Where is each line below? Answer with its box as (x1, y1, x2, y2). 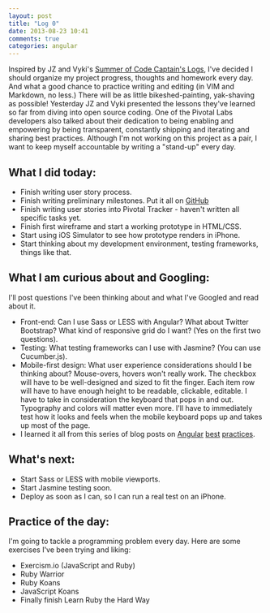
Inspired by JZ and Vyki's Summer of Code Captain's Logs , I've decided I (8, 64, 254, 74)
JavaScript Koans (19, 586, 79, 597)
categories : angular (8, 42, 79, 50)
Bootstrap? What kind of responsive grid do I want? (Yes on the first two (19, 326, 261, 335)
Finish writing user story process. (19, 187, 132, 196)
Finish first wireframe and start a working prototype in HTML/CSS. (19, 221, 242, 231)
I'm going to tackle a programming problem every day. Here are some (8, 537, 241, 546)
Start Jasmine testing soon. (19, 482, 112, 492)
